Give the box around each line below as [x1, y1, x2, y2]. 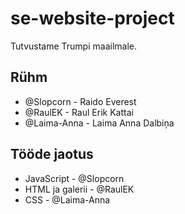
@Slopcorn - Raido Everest [24, 95, 137, 107]
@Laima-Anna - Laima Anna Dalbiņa [24, 117, 175, 129]
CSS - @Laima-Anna [24, 193, 111, 206]
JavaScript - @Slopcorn [24, 172, 125, 184]
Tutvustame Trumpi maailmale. [10, 40, 137, 52]
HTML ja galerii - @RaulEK [24, 183, 135, 195]
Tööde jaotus [10, 146, 94, 163]
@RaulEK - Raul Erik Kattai [24, 106, 134, 118]
